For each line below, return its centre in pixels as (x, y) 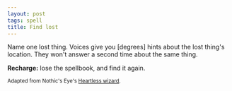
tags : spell (25, 20)
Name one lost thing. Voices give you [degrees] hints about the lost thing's (116, 47)
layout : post (27, 14)
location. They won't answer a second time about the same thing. (103, 54)
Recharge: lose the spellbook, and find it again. (76, 68)
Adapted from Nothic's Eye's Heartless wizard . (64, 81)
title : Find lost (33, 27)
